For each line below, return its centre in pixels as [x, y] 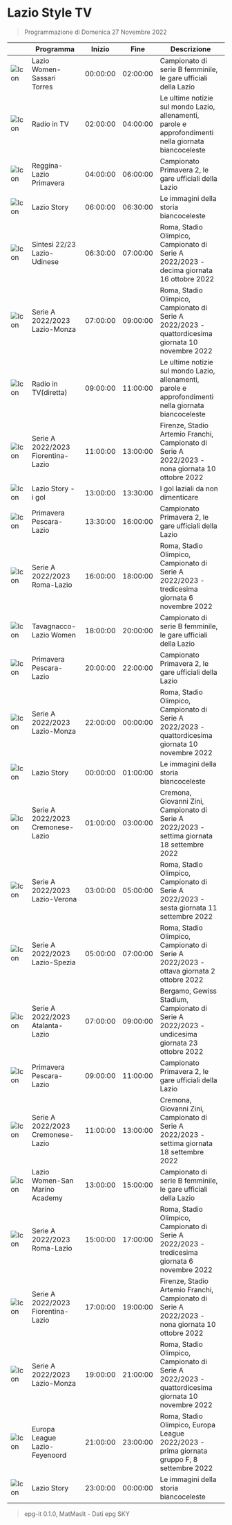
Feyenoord [49, 1455]
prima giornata [184, 1451]
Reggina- [47, 166]
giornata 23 [179, 1043]
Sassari [44, 78]
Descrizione [191, 49]
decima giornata [186, 270]
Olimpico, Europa [188, 1425]
